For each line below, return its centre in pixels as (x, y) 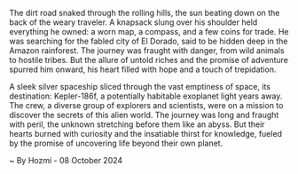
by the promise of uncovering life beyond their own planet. (116, 143)
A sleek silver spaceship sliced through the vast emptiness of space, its (140, 87)
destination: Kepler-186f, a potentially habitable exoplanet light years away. (146, 96)
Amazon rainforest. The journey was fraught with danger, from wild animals (147, 51)
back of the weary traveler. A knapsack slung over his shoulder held (133, 22)
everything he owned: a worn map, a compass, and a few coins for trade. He (149, 32)
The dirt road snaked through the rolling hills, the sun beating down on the (145, 13)
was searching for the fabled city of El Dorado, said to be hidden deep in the (149, 41)
